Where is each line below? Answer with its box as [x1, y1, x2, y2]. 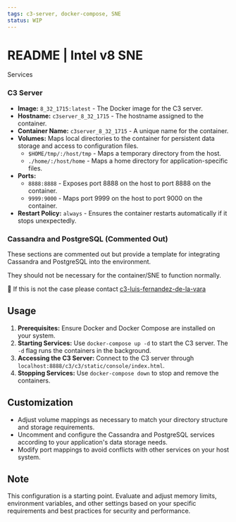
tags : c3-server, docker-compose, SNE [7, 10, 121, 18]
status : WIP [7, 17, 42, 24]
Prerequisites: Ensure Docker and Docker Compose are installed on [17, 323, 216, 332]
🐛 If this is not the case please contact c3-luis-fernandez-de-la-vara [7, 285, 206, 293]
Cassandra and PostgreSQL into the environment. [7, 258, 151, 266]
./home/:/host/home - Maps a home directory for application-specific [27, 156, 228, 165]
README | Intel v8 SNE [7, 47, 143, 63]
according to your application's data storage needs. [17, 437, 168, 446]
